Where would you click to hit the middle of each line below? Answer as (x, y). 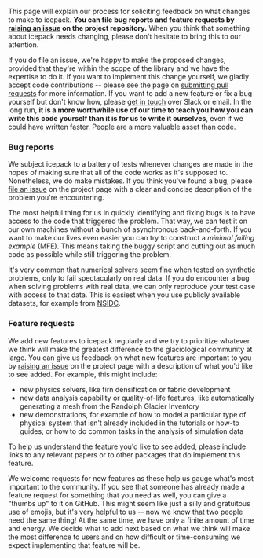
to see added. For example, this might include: (83, 374)
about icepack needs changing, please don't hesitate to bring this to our (125, 36)
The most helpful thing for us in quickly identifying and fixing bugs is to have (132, 213)
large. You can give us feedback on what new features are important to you (130, 358)
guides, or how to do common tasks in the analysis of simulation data (131, 431)
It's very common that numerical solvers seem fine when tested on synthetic (132, 270)
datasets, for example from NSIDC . (64, 303)
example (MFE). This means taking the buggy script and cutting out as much (132, 246)
